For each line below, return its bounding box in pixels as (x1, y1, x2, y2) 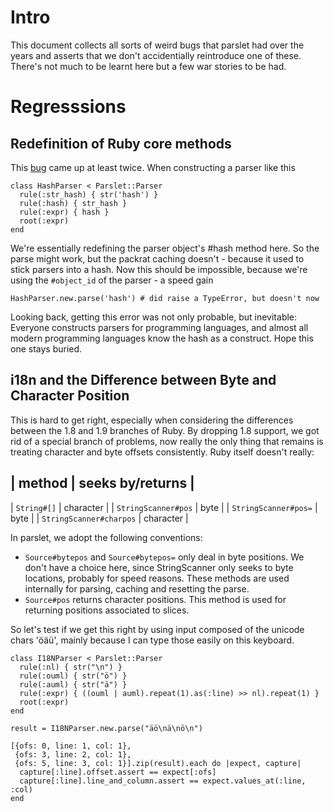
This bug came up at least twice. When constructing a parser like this (10, 161, 296, 173)
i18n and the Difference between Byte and (10, 372, 277, 389)
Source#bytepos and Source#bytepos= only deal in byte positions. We (24, 551, 305, 563)
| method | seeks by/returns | (10, 475, 195, 492)
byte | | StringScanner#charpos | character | (10, 512, 189, 524)
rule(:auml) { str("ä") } (19, 679, 128, 690)
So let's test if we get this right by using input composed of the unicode (10, 623, 305, 635)
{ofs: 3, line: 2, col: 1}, (14, 749, 132, 760)
